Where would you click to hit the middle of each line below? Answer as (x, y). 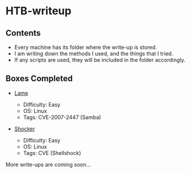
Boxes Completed (39, 79)
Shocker (24, 129)
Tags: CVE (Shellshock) (52, 153)
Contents (23, 33)
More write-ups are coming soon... (48, 164)
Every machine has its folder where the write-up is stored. (86, 47)
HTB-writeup (38, 11)
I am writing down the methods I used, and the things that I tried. (94, 54)
